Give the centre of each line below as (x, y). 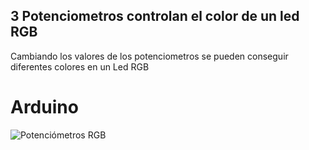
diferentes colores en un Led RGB (80, 66)
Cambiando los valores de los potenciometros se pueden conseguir (149, 56)
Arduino (44, 107)
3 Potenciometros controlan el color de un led (155, 16)
